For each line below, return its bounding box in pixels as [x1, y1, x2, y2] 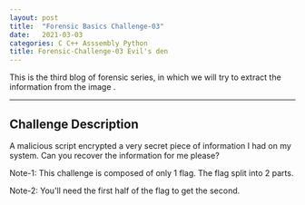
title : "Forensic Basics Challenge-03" [9, 22, 165, 31]
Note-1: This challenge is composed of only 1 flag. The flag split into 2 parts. [9, 167, 294, 178]
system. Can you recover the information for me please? [9, 150, 220, 161]
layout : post [9, 13, 59, 23]
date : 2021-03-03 [9, 30, 84, 39]
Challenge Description [9, 116, 139, 132]
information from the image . [9, 82, 116, 93]
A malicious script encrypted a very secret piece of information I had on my [9, 140, 292, 151]
